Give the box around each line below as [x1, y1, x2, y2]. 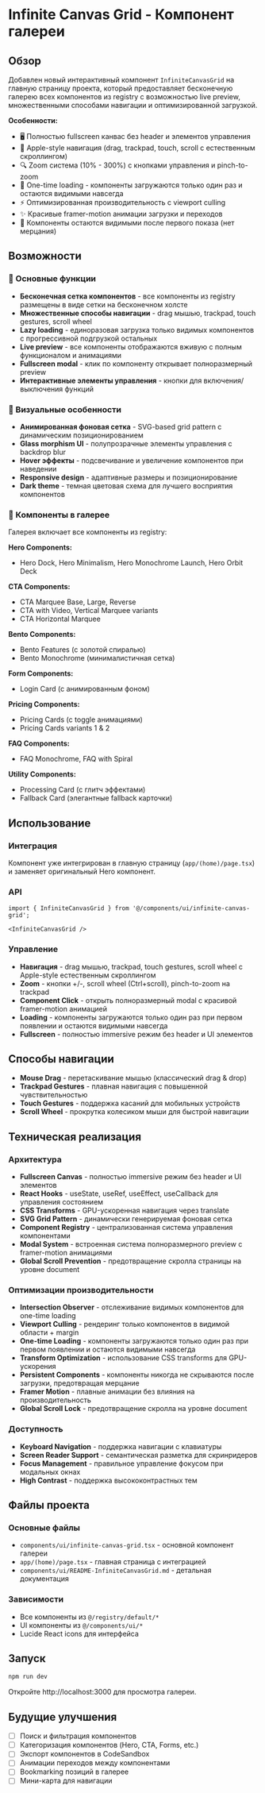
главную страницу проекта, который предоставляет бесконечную [8, 83, 233, 93]
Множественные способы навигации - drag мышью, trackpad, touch [19, 308, 256, 318]
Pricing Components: [8, 700, 80, 709]
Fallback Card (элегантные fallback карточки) [19, 793, 173, 803]
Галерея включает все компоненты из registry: [8, 527, 167, 537]
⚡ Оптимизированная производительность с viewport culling [19, 198, 226, 207]
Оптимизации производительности [8, 1284, 154, 1295]
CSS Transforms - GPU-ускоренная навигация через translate [19, 1205, 230, 1216]
